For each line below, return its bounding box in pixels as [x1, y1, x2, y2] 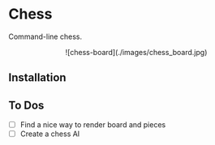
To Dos [8, 98, 45, 112]
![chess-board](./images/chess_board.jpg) [65, 47, 208, 57]
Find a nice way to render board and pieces [19, 120, 166, 130]
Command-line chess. [8, 32, 83, 41]
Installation [8, 70, 67, 85]
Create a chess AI [19, 129, 80, 139]
